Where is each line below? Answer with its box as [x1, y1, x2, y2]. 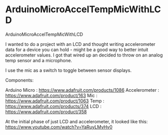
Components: [5, 77, 34, 83]
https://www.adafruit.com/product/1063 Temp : [5, 98, 104, 104]
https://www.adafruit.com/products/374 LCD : [5, 103, 102, 109]
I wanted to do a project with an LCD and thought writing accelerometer [5, 41, 156, 47]
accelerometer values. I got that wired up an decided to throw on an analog [5, 52, 163, 58]
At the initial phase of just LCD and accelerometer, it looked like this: [5, 118, 148, 124]
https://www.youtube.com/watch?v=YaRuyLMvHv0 [5, 124, 113, 130]
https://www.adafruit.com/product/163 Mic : [5, 92, 98, 98]
